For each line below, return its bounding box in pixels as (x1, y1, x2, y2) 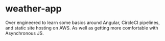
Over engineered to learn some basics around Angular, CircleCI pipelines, (5, 19, 160, 25)
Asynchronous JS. (5, 30, 44, 36)
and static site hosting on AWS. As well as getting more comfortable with (5, 24, 158, 30)
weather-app (5, 3, 62, 14)
